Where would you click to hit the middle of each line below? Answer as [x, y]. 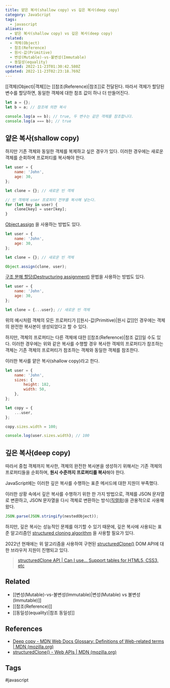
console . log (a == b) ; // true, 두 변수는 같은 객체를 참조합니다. [69, 116]
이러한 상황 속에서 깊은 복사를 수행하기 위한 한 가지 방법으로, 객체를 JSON [78, 494]
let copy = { [19, 408]
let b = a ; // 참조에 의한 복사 [36, 107]
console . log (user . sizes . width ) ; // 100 [47, 436]
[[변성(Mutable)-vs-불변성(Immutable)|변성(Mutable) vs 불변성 [76, 595]
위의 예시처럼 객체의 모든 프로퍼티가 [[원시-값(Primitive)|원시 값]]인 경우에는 [81, 320]
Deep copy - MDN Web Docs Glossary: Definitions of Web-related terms [88, 641]
